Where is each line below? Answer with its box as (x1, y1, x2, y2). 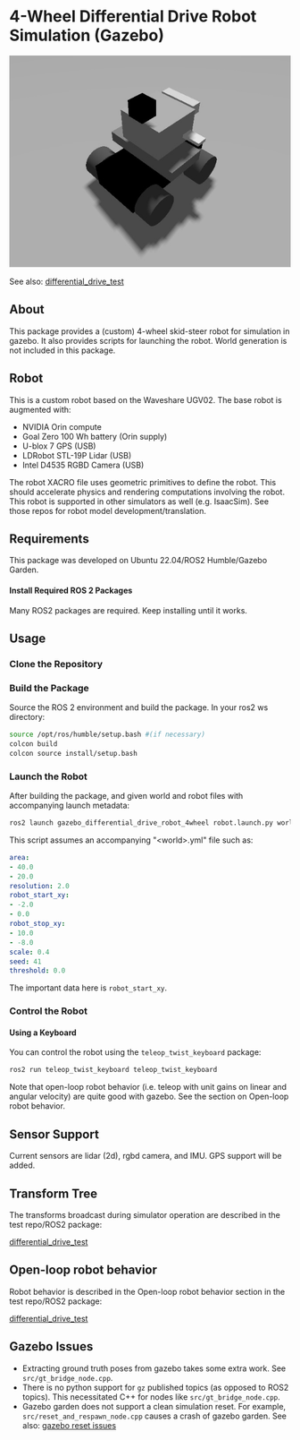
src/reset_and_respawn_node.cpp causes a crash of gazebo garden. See (21, 1410, 287, 1421)
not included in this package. (9, 345, 116, 356)
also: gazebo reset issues (21, 1419, 117, 1430)
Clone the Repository (9, 657, 104, 670)
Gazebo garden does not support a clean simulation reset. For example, (21, 1401, 287, 1411)
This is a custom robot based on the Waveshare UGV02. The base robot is (9, 394, 283, 405)
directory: (9, 712, 46, 723)
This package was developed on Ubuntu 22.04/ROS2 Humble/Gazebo (9, 555, 268, 566)
